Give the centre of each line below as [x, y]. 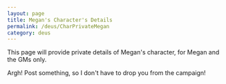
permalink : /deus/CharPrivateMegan [58, 26]
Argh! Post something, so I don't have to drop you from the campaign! [106, 73]
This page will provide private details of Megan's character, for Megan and [113, 52]
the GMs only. [27, 60]
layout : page [26, 13]
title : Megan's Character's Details [60, 20]
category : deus [29, 33]
